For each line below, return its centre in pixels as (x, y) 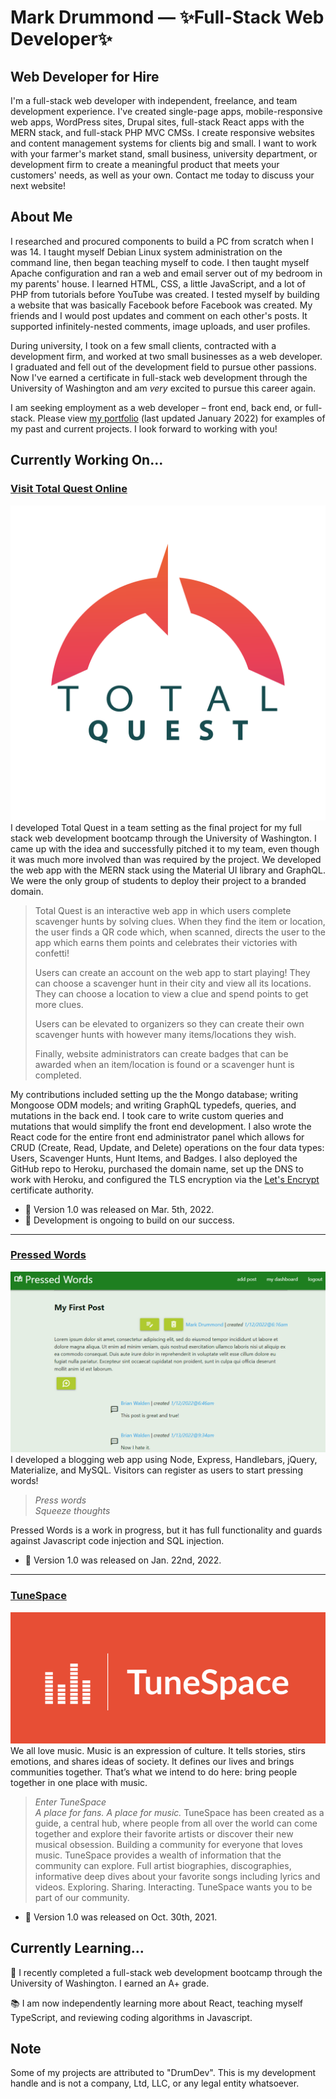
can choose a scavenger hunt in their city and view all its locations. (173, 983)
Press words (60, 1500)
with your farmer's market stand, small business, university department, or (164, 154)
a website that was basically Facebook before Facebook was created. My (161, 305)
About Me (41, 217)
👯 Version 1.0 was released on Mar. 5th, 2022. (119, 1209)
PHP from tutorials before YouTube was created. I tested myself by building (165, 294)
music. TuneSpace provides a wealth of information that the (158, 1855)
